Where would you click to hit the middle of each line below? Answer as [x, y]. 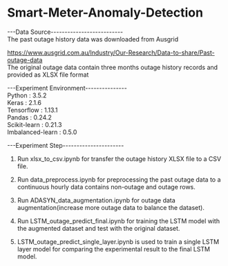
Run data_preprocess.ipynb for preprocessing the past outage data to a [119, 179]
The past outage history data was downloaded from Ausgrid [93, 39]
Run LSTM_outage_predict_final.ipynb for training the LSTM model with [118, 221]
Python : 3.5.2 [27, 95]
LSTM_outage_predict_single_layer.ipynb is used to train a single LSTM [118, 241]
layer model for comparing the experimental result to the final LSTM [114, 249]
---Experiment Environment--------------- [67, 88]
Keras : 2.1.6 [24, 102]
